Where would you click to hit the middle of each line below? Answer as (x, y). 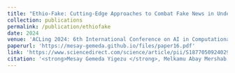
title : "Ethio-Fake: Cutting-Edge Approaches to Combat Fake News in (111, 14)
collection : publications (45, 20)
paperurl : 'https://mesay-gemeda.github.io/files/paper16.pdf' (101, 46)
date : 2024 (23, 33)
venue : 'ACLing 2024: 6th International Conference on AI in (98, 40)
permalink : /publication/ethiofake (59, 26)
